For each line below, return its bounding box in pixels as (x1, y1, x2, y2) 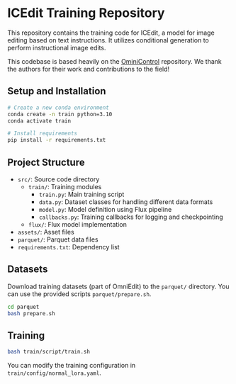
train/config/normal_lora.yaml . (7, 368, 101, 377)
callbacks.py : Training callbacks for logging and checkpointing (38, 213, 223, 221)
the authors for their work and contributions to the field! (7, 64, 170, 73)
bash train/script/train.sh (7, 349, 91, 356)
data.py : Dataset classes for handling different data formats (38, 197, 213, 206)
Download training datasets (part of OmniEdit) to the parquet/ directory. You (7, 282, 230, 290)
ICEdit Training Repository (7, 5, 165, 21)
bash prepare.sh (7, 310, 55, 317)
